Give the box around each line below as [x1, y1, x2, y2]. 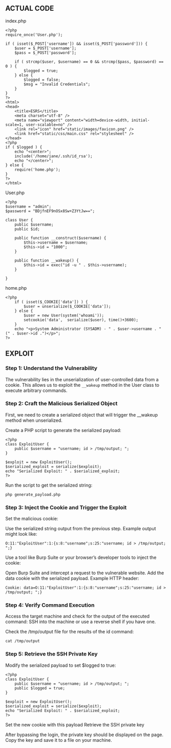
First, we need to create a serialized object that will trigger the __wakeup [5, 412, 158, 418]
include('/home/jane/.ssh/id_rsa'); [14, 154, 93, 159]
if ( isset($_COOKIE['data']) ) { [14, 299, 88, 305]
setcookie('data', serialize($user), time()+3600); [24, 317, 139, 323]
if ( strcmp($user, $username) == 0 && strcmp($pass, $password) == [14, 59, 164, 64]
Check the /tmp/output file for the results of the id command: [5, 629, 134, 635]
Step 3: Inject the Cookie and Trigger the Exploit [5, 503, 127, 511]
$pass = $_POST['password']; [14, 50, 77, 55]
